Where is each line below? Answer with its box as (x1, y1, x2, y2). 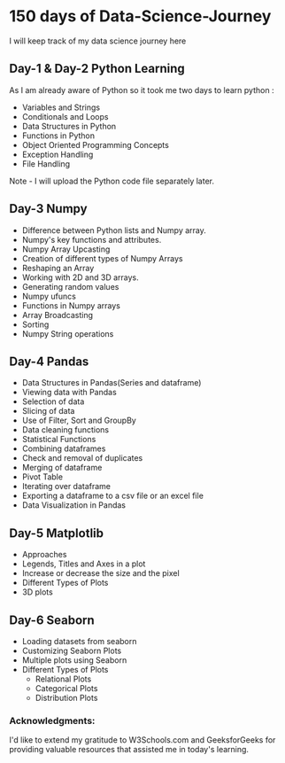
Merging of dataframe (21, 463, 103, 473)
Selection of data (21, 396, 85, 407)
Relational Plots (35, 673, 92, 684)
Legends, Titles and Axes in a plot (21, 558, 146, 569)
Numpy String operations (21, 328, 114, 339)
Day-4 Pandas (9, 354, 89, 369)
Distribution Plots (35, 693, 98, 703)
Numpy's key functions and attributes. (21, 234, 162, 245)
